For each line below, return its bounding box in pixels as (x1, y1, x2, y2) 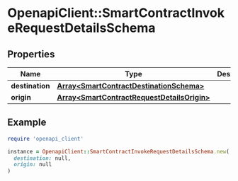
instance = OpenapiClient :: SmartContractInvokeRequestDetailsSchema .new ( (7, 148, 230, 155)
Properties (7, 48, 55, 60)
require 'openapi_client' (7, 135, 84, 142)
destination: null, (13, 154, 72, 162)
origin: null (13, 161, 52, 168)
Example (7, 117, 47, 129)
